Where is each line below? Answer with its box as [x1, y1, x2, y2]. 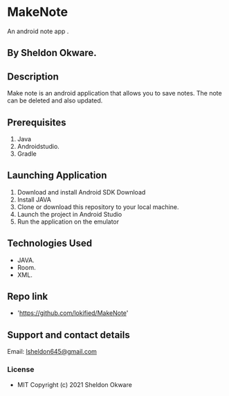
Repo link [7, 290, 48, 302]
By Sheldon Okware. [7, 47, 97, 59]
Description [7, 71, 59, 82]
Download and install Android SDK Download [17, 188, 146, 196]
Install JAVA [17, 195, 52, 204]
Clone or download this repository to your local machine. [17, 202, 179, 211]
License [7, 365, 35, 375]
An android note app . [7, 27, 69, 35]
